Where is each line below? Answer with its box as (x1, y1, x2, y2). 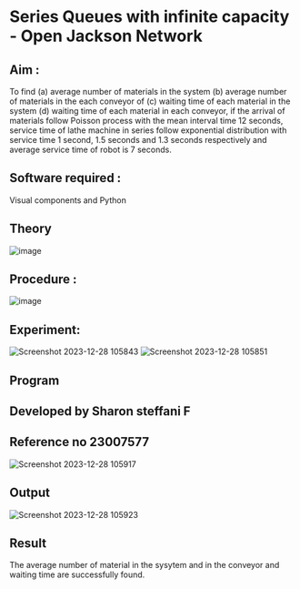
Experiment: (9, 321, 81, 338)
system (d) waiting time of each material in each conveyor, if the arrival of (9, 106, 285, 116)
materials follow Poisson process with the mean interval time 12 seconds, (9, 116, 284, 126)
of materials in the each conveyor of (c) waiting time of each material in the (9, 96, 291, 107)
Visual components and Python (9, 194, 127, 206)
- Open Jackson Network (9, 25, 203, 46)
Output (9, 485, 50, 501)
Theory (9, 221, 53, 237)
